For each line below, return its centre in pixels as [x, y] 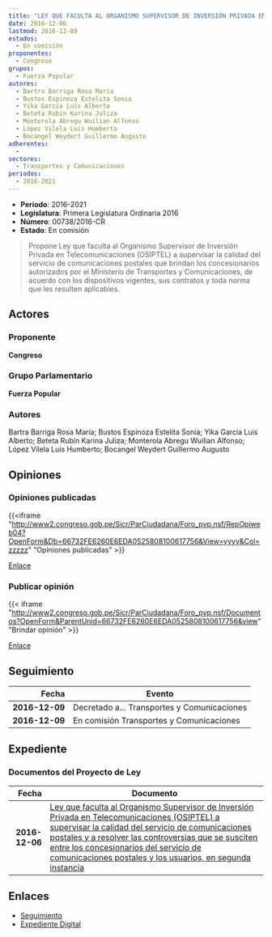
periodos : [25, 174]
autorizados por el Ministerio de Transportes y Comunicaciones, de [140, 271]
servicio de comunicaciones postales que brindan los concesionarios [144, 263]
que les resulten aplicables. [74, 289]
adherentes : [28, 144]
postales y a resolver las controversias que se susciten [154, 837]
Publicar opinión [41, 586]
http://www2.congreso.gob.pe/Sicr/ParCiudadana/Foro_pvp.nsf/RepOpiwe [136, 524]
